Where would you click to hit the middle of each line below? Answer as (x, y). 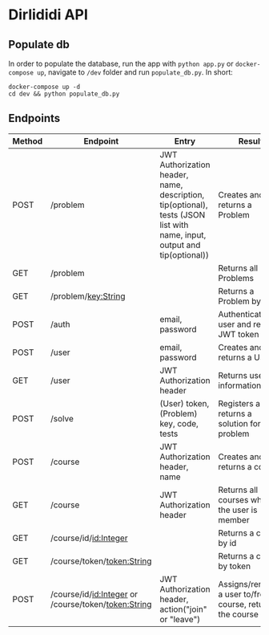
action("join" (183, 609)
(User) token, (185, 403)
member (234, 519)
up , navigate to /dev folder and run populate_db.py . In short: (135, 72)
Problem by (240, 301)
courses (233, 499)
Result (251, 140)
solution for (240, 423)
